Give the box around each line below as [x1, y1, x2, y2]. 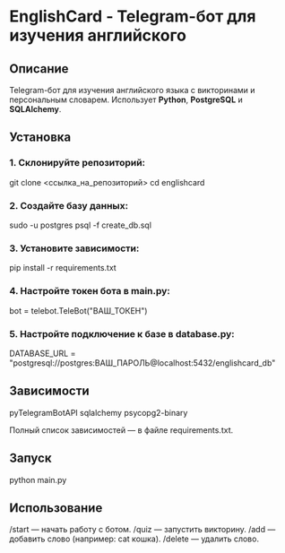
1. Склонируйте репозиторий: [9, 157, 146, 169]
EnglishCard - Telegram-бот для [9, 6, 256, 27]
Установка [9, 130, 72, 145]
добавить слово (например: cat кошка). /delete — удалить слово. [9, 533, 260, 544]
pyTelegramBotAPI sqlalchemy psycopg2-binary [9, 407, 188, 418]
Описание [9, 61, 69, 76]
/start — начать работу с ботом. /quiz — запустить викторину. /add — [9, 524, 276, 535]
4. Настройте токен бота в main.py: [9, 285, 170, 298]
